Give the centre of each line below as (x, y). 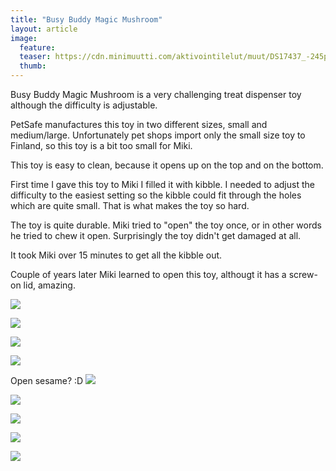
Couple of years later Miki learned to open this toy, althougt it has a (148, 274)
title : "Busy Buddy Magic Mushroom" (86, 19)
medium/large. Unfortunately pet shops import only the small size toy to (158, 135)
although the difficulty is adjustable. (84, 105)
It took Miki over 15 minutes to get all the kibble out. (116, 255)
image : (24, 38)
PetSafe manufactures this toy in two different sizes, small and (139, 124)
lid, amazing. (49, 285)
